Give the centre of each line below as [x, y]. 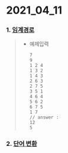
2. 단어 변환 [22, 144]
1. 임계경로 [20, 30]
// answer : [44, 117]
